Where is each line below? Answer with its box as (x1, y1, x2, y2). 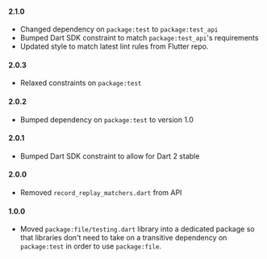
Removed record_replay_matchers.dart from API (19, 188, 182, 197)
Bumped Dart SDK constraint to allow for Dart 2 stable (19, 151, 200, 161)
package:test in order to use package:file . (19, 241, 162, 251)
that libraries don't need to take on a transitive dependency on (19, 233, 227, 243)
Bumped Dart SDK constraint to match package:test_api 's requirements (19, 33, 259, 43)
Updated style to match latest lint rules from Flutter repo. (19, 41, 209, 52)
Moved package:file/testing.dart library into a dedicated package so (19, 224, 256, 234)
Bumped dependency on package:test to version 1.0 (19, 114, 194, 125)
